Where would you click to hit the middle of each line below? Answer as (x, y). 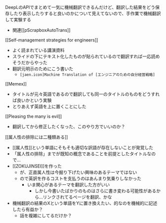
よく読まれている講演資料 (38, 50)
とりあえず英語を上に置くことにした (49, 106)
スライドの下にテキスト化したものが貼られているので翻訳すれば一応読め (86, 56)
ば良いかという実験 (32, 100)
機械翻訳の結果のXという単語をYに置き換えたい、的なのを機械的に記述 (85, 203)
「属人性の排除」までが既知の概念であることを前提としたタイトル (80, 154)
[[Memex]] (16, 84)
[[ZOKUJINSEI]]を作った (37, 166)
